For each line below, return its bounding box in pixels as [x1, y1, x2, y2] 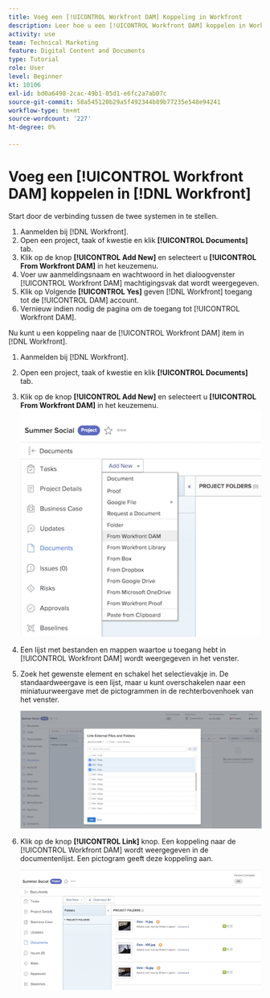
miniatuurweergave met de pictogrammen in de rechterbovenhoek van [19, 687, 254, 696]
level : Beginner [8, 72, 63, 80]
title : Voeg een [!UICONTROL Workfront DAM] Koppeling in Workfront [8, 13, 243, 21]
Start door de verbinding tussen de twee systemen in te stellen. [8, 211, 219, 221]
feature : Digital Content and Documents [8, 47, 146, 56]
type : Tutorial [8, 56, 59, 64]
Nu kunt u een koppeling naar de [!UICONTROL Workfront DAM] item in [8, 328, 245, 337]
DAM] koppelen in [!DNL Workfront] [8, 185, 252, 203]
